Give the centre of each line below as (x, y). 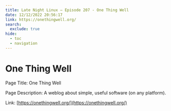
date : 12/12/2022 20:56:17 (34, 15)
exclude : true (25, 29)
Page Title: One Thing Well (33, 83)
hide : (11, 34)
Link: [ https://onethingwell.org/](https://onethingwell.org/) (66, 102)
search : (14, 24)
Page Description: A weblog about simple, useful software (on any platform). (86, 93)
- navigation (24, 43)
